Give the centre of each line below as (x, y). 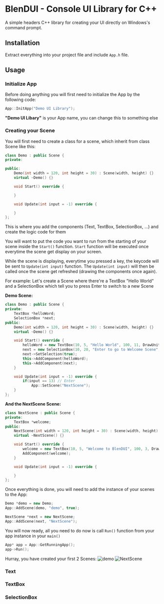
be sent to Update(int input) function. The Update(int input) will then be (80, 266)
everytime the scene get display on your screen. (54, 252)
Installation (22, 43)
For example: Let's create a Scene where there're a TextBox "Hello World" (80, 281)
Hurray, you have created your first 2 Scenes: (51, 559)
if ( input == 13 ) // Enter (49, 381)
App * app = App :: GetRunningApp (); (40, 545)
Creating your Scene (30, 131)
